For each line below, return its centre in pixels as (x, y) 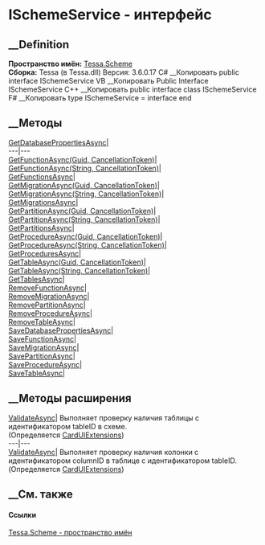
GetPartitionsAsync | (41, 227)
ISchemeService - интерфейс (110, 15)
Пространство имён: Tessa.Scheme (70, 64)
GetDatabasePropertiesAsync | (59, 142)
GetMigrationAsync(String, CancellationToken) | (86, 194)
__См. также (41, 495)
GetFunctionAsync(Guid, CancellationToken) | (83, 159)
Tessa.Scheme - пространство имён (70, 533)
